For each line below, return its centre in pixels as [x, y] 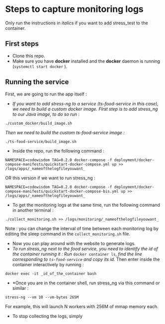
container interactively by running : [48, 264]
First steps [22, 44]
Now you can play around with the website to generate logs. [74, 243]
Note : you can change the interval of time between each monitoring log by [82, 228]
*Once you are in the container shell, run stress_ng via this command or [86, 283]
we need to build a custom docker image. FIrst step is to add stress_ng [85, 109]
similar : [20, 288]
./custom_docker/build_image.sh [39, 123]
